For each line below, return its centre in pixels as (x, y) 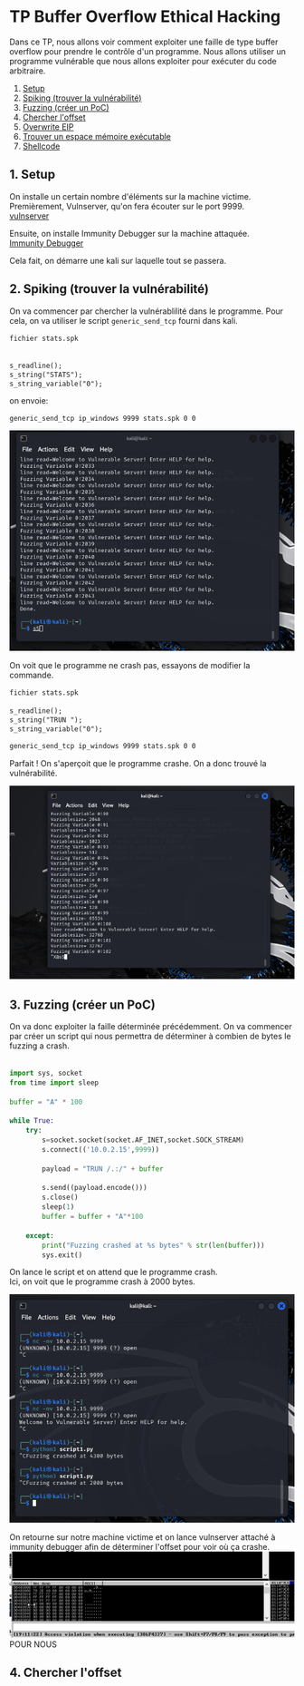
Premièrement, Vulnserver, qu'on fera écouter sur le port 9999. (127, 206)
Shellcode (41, 146)
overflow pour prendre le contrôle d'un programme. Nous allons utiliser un (148, 51)
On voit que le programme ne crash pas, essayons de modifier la (130, 666)
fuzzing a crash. (39, 1046)
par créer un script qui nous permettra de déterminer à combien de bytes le (150, 1037)
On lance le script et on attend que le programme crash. (114, 1272)
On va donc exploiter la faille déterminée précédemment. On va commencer (151, 1027)
